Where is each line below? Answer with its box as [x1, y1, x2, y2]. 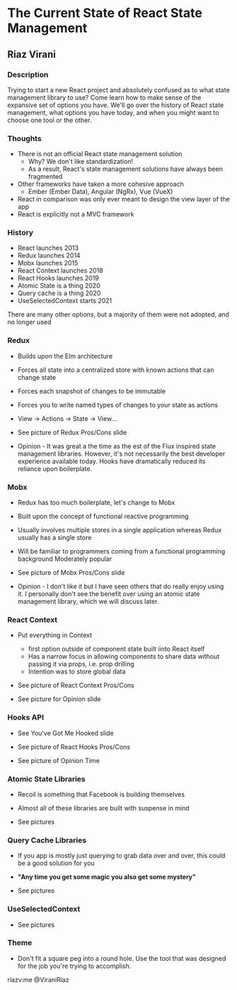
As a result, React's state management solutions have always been [28, 165, 223, 173]
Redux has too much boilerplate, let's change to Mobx [17, 498, 175, 507]
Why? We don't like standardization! [28, 158, 133, 166]
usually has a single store [17, 534, 92, 542]
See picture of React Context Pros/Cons [17, 681, 134, 690]
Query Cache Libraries [7, 835, 87, 845]
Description [7, 70, 49, 79]
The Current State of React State [7, 5, 203, 21]
